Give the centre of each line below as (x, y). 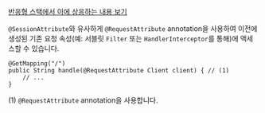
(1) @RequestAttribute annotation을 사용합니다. (83, 100)
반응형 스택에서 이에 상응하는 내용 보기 (68, 12)
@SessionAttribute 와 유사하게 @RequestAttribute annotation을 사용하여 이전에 (133, 29)
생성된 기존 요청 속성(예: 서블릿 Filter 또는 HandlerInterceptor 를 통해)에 (123, 39)
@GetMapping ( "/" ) (37, 64)
